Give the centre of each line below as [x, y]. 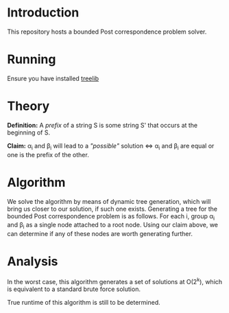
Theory [28, 106]
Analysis [33, 262]
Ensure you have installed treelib [53, 78]
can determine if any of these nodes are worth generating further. [100, 234]
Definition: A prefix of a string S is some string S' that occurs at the [103, 125]
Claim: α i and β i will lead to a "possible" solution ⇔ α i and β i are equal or [111, 147]
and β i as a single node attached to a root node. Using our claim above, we [112, 226]
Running [32, 59]
